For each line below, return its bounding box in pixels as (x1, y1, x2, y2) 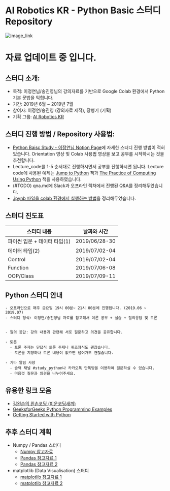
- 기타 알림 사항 (5, 360, 36, 365)
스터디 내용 (26, 228, 52, 235)
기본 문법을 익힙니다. (12, 95, 54, 101)
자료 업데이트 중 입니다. (5, 52, 96, 64)
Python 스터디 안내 (5, 291, 62, 299)
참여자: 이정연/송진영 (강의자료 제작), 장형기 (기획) (12, 107, 112, 113)
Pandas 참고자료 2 (20, 461, 58, 467)
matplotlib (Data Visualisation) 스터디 (12, 468, 89, 473)
